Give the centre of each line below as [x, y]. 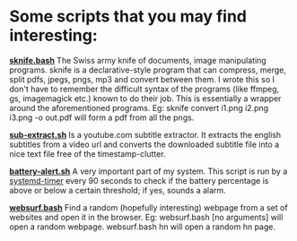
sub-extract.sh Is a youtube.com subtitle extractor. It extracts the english [145, 134]
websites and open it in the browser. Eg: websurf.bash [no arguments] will [146, 217]
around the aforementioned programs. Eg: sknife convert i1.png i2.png [139, 108]
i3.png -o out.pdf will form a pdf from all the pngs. [102, 117]
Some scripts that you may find [128, 17]
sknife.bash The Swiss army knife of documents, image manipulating [138, 60]
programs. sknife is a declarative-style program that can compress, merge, [148, 70]
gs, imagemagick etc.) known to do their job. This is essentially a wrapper [145, 98]
